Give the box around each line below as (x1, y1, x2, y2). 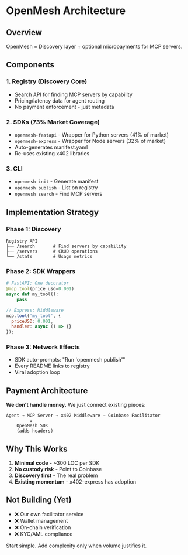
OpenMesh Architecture (6, 4, 126, 18)
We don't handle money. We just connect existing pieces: (6, 401, 146, 408)
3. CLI (6, 164, 23, 172)
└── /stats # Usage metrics (6, 253, 93, 259)
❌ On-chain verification (14, 523, 71, 531)
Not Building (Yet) (6, 495, 72, 505)
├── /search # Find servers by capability (6, 243, 127, 249)
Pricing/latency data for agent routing (14, 97, 105, 104)
